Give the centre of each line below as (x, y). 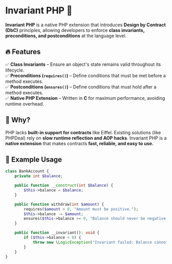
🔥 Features (23, 52)
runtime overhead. (25, 104)
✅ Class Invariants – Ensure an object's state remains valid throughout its (83, 64)
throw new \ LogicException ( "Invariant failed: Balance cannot (100, 242)
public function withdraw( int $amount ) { (59, 204)
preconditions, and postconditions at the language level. (66, 36)
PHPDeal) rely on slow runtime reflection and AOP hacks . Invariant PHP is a (86, 138)
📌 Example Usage (34, 159)
